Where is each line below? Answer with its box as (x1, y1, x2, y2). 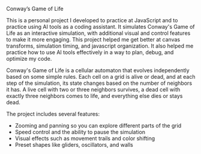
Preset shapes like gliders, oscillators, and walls (14, 141, 133, 148)
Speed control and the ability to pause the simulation (14, 129, 146, 135)
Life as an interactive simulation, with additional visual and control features (6, 29, 191, 37)
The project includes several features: (6, 111, 100, 117)
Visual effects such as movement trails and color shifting (14, 135, 155, 142)
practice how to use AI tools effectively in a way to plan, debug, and (6, 49, 174, 56)
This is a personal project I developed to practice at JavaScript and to (6, 17, 178, 23)
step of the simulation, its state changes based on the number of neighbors (6, 79, 193, 87)
